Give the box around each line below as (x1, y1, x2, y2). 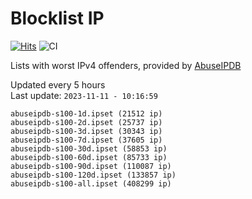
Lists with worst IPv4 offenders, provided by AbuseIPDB (10, 59, 242, 71)
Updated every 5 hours (10, 78, 106, 91)
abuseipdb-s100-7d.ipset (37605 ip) (10, 135, 163, 145)
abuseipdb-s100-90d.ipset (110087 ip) (10, 161, 172, 171)
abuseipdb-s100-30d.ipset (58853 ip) (10, 143, 168, 154)
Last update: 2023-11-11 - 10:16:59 (10, 89, 158, 101)
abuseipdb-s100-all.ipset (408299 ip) (10, 178, 172, 189)
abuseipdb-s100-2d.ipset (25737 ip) (10, 117, 163, 127)
